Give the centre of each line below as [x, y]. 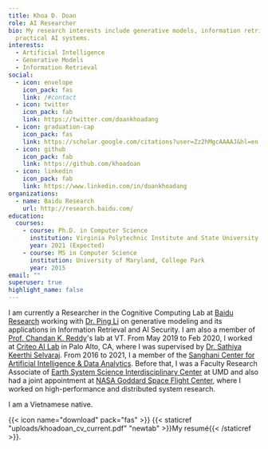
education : [26, 216]
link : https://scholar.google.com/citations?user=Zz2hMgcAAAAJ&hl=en [141, 142]
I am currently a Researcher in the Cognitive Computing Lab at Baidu [121, 313]
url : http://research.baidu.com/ [78, 208]
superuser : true [35, 283]
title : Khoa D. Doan [43, 16]
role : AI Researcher [43, 23]
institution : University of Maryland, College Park [117, 260]
